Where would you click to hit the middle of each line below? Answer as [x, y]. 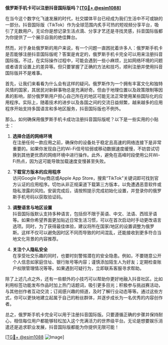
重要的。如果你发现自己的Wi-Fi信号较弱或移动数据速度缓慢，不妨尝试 [84, 149]
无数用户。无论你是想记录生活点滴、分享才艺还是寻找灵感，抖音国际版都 [88, 31]
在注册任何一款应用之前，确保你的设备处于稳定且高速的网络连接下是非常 [87, 142]
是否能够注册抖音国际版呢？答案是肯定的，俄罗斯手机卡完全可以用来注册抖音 [84, 54]
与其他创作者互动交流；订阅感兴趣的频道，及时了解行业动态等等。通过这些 [82, 291]
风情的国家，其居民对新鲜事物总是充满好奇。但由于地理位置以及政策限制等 [82, 90]
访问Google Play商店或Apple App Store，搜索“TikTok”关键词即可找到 [83, 178]
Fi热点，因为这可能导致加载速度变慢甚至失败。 [60, 161]
